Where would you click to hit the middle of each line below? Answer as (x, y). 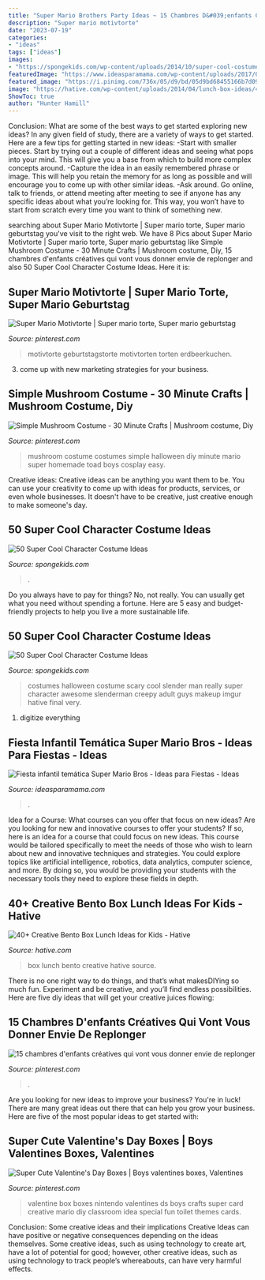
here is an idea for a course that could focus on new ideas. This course (123, 837)
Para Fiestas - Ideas (58, 755)
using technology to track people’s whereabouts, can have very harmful (125, 1260)
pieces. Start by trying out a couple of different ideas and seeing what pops (131, 152)
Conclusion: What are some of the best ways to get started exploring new (128, 126)
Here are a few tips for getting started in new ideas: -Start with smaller (123, 143)
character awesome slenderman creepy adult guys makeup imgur (134, 694)
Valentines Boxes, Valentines (81, 1154)
